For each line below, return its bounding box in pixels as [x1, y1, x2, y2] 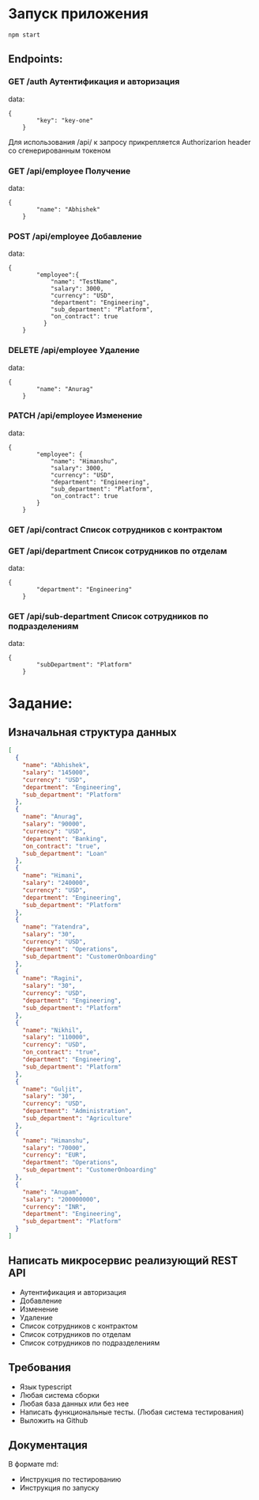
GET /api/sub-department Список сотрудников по [8, 610, 209, 621]
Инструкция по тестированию [19, 1475, 122, 1484]
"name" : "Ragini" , [22, 974, 83, 982]
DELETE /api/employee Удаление [8, 345, 141, 356]
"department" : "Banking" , [22, 834, 108, 843]
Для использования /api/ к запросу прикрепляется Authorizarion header [8, 137, 251, 146]
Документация [8, 1438, 88, 1452]
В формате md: [8, 1460, 59, 1469]
